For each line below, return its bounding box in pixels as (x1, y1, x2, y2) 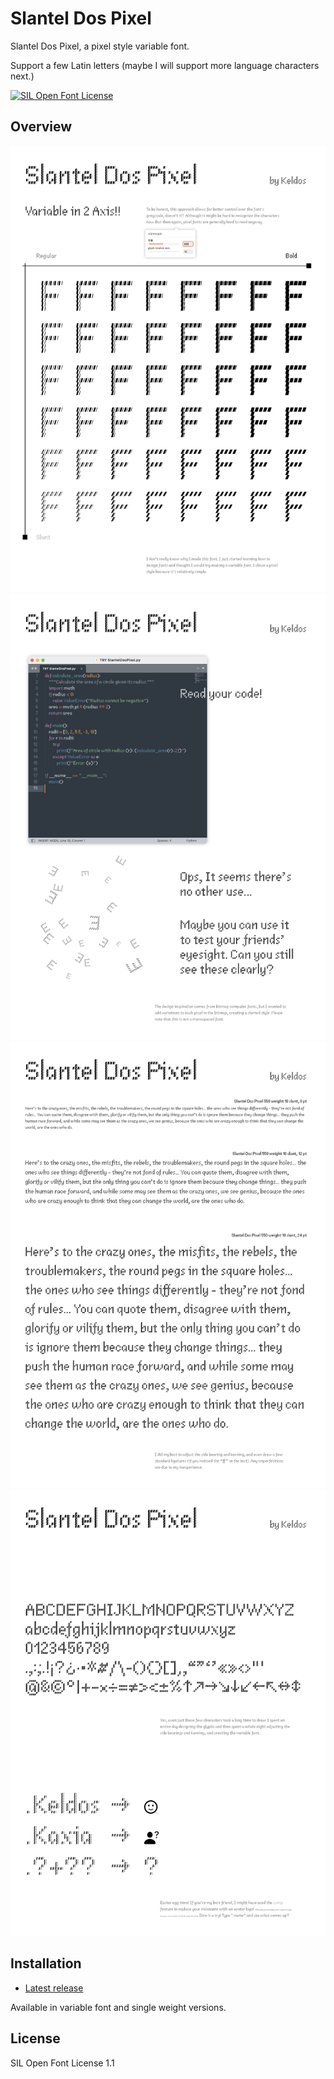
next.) (10, 70, 35, 82)
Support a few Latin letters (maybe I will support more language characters (10, 59, 320, 71)
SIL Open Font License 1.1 (10, 2057, 115, 2069)
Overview (10, 118, 73, 136)
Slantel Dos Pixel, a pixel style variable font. (10, 40, 190, 52)
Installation (10, 1955, 82, 1972)
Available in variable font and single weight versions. (10, 2001, 227, 2013)
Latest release (24, 1982, 84, 1994)
